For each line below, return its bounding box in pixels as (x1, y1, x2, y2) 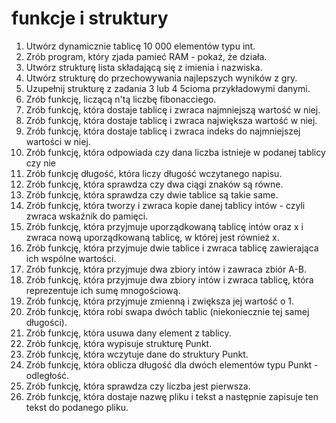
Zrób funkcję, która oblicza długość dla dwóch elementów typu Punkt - (25, 358, 319, 371)
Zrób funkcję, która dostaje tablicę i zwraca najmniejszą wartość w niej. (25, 103, 321, 116)
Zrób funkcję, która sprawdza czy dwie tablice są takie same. (25, 188, 279, 201)
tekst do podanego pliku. (25, 401, 129, 413)
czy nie (25, 157, 56, 169)
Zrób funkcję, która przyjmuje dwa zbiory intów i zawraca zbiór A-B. (25, 263, 308, 275)
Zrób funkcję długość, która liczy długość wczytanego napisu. (25, 167, 283, 179)
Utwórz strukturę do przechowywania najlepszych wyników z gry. (25, 72, 298, 84)
